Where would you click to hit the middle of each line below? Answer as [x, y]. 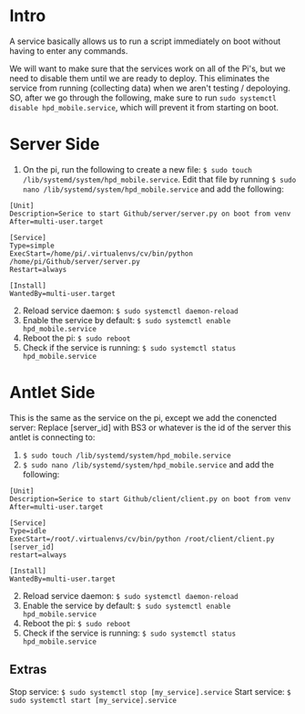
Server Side [55, 145]
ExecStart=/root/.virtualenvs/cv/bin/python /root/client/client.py [142, 539]
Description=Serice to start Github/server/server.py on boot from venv [150, 214]
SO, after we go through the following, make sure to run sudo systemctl [143, 98]
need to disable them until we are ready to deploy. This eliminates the [140, 78]
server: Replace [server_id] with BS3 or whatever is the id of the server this [150, 427]
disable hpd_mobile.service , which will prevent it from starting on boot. [144, 107]
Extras [28, 670]
